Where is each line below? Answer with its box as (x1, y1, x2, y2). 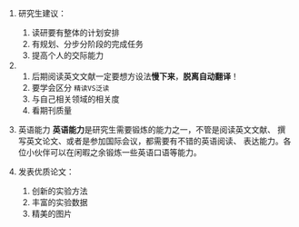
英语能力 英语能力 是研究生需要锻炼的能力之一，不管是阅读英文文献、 (17, 124, 275, 134)
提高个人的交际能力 (31, 50, 105, 61)
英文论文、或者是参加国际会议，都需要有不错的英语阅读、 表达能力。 (25, 135, 284, 146)
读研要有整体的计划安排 (31, 27, 120, 38)
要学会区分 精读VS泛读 (31, 83, 110, 93)
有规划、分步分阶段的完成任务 (31, 39, 144, 49)
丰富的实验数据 (31, 197, 88, 207)
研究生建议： (17, 8, 66, 18)
